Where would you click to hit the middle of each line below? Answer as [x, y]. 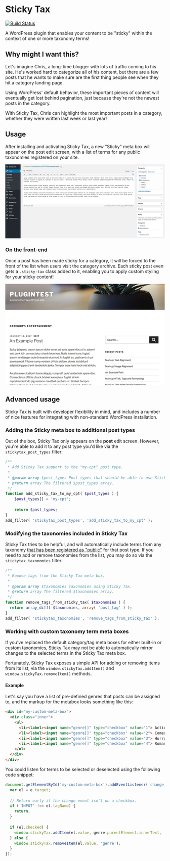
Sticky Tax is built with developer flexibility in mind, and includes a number [83, 412]
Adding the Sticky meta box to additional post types [70, 430]
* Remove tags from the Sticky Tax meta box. [56, 576]
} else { [19, 838]
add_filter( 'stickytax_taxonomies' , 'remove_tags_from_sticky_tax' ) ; [82, 618]
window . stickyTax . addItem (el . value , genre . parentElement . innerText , [88, 833]
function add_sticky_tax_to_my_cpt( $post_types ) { [62, 494]
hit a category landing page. [35, 82]
